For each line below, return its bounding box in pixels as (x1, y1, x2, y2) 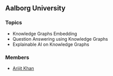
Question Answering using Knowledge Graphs (12, 36, 108, 42)
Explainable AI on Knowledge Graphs (12, 41, 89, 47)
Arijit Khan (12, 65, 34, 71)
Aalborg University (5, 4, 66, 13)
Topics (5, 19, 23, 26)
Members (5, 54, 29, 61)
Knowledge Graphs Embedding (12, 30, 77, 37)
